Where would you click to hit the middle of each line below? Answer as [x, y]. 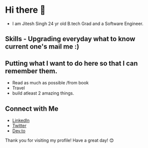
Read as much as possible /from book [50, 83]
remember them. [31, 71]
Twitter [19, 125]
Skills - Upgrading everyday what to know [70, 39]
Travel [19, 88]
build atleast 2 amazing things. [43, 93]
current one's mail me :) [42, 47]
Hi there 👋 [25, 10]
